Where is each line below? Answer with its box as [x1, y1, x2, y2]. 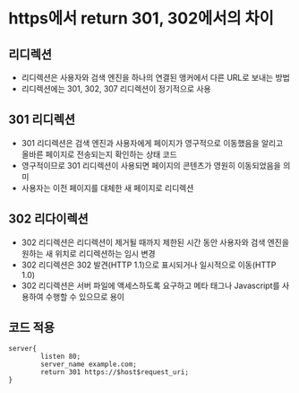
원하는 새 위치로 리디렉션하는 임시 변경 [21, 248, 156, 258]
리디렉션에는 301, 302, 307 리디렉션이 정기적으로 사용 [21, 83, 211, 94]
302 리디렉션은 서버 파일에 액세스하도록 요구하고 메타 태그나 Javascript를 [21, 280, 280, 291]
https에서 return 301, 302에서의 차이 [8, 8, 275, 29]
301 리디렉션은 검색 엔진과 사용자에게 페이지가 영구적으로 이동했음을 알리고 [21, 137, 284, 148]
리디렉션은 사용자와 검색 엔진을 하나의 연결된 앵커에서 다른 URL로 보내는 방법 [21, 73, 290, 83]
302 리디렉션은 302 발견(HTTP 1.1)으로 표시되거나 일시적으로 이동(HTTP [21, 259, 277, 270]
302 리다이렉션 [8, 212, 89, 227]
